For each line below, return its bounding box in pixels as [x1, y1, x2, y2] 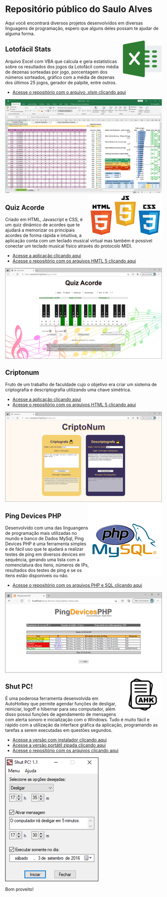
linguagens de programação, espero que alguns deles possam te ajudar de [5, 25, 159, 31]
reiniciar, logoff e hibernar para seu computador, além [5, 706, 116, 712]
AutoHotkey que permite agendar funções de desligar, [5, 701, 117, 707]
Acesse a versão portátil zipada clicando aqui [12, 742, 106, 748]
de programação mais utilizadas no [5, 530, 77, 536]
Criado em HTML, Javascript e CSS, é [5, 217, 83, 223]
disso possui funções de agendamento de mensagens [5, 711, 116, 717]
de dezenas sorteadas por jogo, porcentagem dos [5, 69, 108, 75]
